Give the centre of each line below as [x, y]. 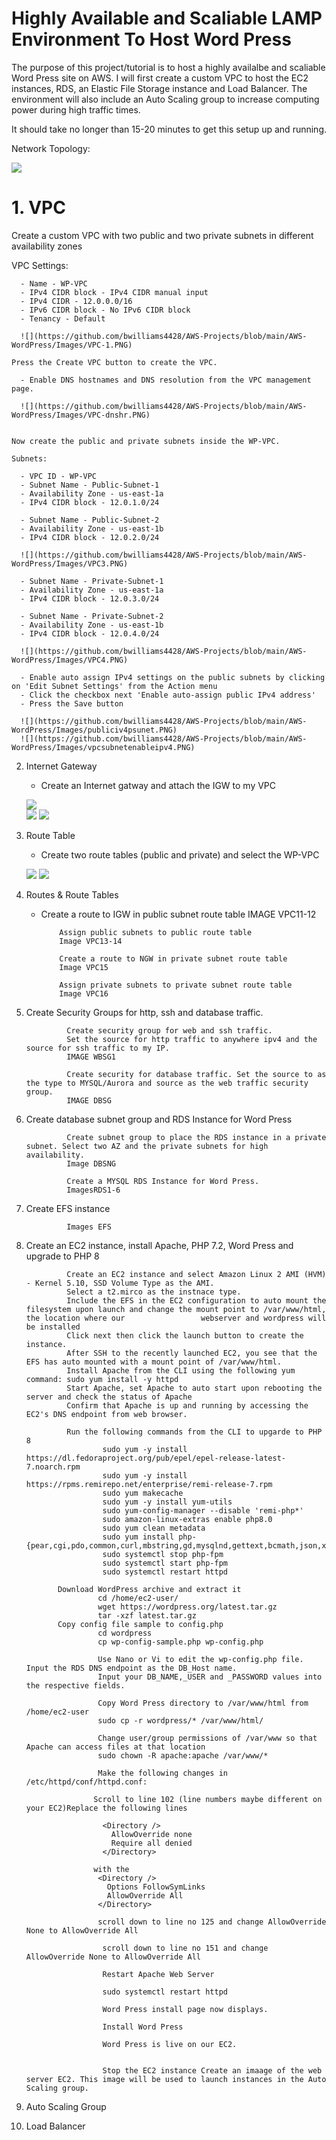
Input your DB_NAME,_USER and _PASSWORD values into [210, 1677]
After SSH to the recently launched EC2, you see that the [192, 1353]
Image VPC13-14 [91, 941]
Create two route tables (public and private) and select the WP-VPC [180, 854]
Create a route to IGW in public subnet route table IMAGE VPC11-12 [178, 914]
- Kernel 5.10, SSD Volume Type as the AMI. [120, 1283]
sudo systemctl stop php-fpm [163, 1554]
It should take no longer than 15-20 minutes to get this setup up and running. [169, 129]
